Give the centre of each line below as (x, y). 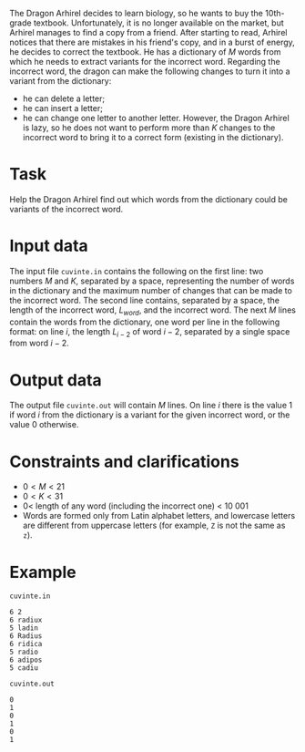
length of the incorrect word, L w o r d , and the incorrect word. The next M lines (152, 311)
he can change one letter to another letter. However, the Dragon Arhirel (156, 118)
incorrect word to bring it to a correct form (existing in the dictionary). (153, 137)
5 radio (24, 652)
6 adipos (26, 660)
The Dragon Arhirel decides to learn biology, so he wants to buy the (137, 13)
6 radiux (26, 620)
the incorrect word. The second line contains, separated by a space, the (145, 300)
